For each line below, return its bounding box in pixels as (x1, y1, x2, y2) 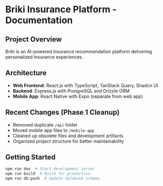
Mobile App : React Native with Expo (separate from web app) (12, 93, 144, 99)
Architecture (5, 69, 47, 77)
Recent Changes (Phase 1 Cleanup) (5, 108, 120, 117)
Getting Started (5, 153, 56, 162)
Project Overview (5, 35, 62, 44)
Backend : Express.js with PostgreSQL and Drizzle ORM (12, 88, 130, 94)
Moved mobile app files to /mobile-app (12, 127, 94, 133)
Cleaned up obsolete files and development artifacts (12, 132, 124, 139)
